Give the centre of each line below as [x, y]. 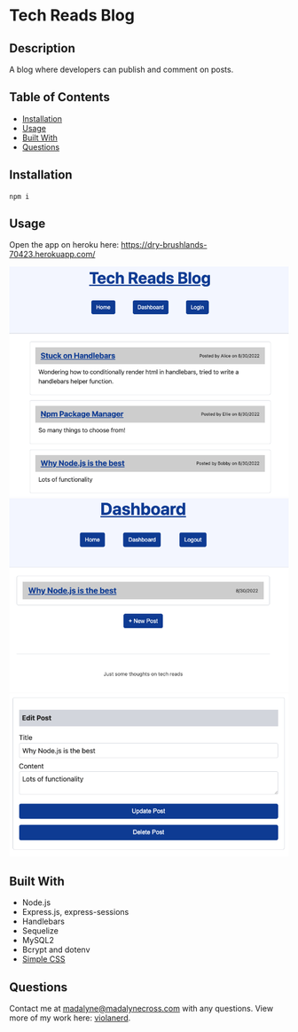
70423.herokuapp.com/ [52, 255]
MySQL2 [38, 941]
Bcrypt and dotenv [56, 949]
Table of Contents [60, 97]
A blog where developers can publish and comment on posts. [122, 69]
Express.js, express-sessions [75, 912]
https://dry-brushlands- [164, 245]
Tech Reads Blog [72, 16]
